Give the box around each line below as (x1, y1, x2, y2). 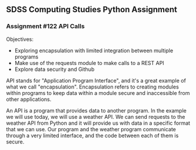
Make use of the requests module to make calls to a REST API (14, 59, 165, 66)
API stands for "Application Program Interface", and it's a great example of (6, 77, 187, 84)
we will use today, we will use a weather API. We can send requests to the (6, 113, 185, 120)
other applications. (6, 96, 52, 103)
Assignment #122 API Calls (6, 22, 85, 30)
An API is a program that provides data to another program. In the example (6, 107, 187, 114)
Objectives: (6, 35, 34, 43)
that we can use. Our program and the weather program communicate (6, 125, 177, 132)
